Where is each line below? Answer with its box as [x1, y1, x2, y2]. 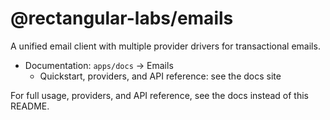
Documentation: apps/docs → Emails [24, 59, 174, 71]
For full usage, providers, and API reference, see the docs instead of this [10, 89, 309, 101]
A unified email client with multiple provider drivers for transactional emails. [10, 40, 321, 52]
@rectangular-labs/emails [10, 7, 234, 30]
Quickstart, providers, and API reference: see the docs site [39, 70, 282, 82]
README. [10, 100, 50, 112]
